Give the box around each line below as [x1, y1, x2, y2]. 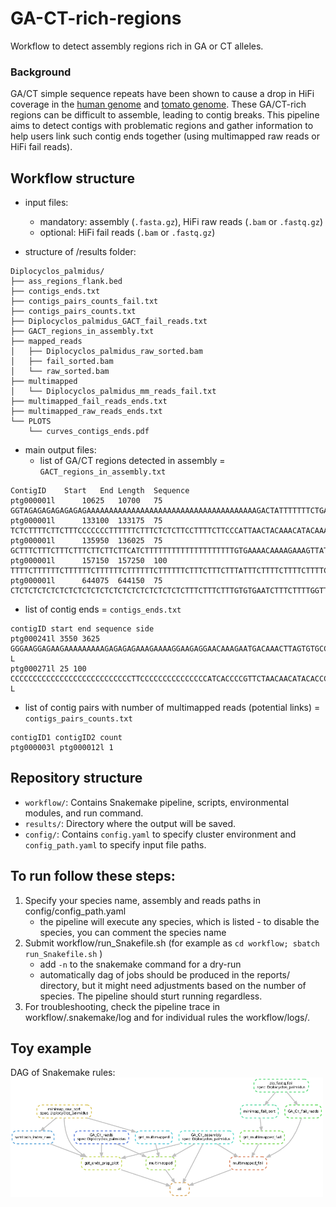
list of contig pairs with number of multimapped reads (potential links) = [24, 702, 321, 714]
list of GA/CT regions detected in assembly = [39, 455, 226, 467]
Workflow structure [10, 170, 135, 187]
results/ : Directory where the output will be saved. [24, 817, 237, 829]
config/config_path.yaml [24, 905, 127, 917]
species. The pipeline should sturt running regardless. [39, 990, 263, 1002]
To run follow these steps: [10, 868, 176, 885]
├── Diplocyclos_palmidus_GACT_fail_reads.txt [10, 317, 208, 327]
